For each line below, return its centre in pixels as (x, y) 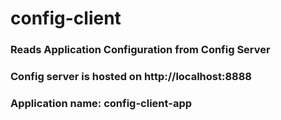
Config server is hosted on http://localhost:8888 (131, 77)
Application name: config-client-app (101, 103)
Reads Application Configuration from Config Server (140, 50)
